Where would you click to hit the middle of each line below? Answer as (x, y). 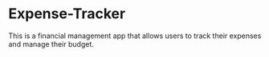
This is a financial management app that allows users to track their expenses (135, 36)
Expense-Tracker (67, 14)
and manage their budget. (51, 44)
